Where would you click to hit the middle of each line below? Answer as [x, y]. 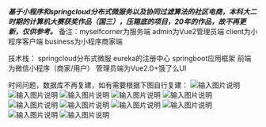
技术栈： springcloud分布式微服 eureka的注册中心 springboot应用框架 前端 [130, 58]
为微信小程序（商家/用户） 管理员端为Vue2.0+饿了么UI [97, 68]
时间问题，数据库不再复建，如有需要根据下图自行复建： [98, 85]
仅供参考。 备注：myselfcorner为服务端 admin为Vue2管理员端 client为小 [140, 31]
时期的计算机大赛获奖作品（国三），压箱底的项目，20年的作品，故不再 [124, 21]
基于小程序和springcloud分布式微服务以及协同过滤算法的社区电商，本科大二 [133, 12]
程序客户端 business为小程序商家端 [65, 41]
